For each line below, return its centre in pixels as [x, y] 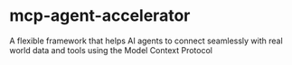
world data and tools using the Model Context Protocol [111, 50]
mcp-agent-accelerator [100, 16]
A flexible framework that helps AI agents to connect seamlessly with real [146, 41]
